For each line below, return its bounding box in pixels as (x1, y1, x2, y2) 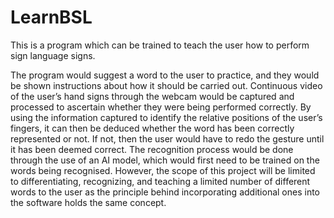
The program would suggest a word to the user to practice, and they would (10, 69, 320, 81)
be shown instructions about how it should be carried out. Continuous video (10, 79, 323, 91)
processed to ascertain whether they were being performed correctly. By (10, 101, 312, 113)
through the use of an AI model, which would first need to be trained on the (10, 154, 320, 166)
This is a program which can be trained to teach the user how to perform (10, 39, 310, 51)
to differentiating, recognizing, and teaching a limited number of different (10, 175, 311, 187)
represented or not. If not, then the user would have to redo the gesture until (10, 132, 325, 145)
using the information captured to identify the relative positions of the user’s (10, 111, 323, 123)
